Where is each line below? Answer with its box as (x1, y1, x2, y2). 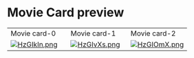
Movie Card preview (7, 5, 125, 20)
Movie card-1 (70, 29, 116, 38)
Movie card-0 (10, 29, 56, 38)
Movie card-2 (130, 29, 176, 38)
